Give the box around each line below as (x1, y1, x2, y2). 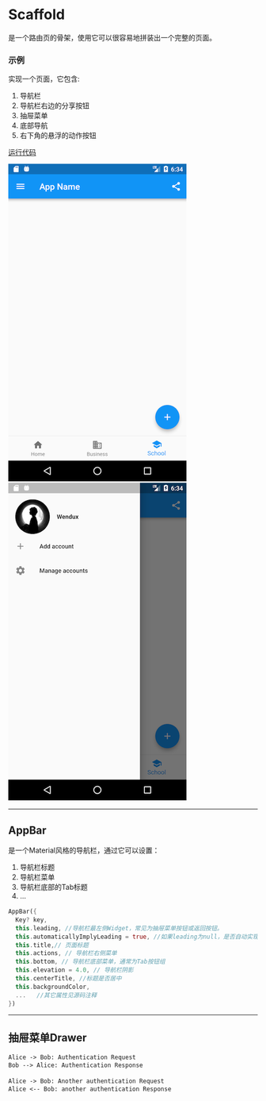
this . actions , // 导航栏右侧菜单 (15, 949, 117, 957)
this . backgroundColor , (15, 983, 90, 991)
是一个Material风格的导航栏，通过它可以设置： (8, 845, 160, 855)
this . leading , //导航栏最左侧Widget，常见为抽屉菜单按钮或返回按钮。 (15, 924, 223, 932)
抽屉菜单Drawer (8, 1030, 87, 1045)
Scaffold (8, 6, 66, 24)
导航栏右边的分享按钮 (19, 101, 89, 110)
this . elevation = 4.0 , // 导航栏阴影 (15, 966, 134, 974)
